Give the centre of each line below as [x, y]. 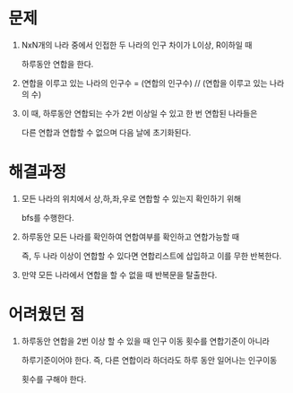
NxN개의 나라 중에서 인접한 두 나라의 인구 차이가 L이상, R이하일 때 [137, 45]
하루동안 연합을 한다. [57, 64]
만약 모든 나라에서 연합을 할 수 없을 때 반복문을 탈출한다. [119, 275]
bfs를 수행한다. [47, 217]
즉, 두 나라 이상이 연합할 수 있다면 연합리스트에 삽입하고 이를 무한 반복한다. [151, 256]
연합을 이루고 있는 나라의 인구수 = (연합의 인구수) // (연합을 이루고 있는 [144, 83]
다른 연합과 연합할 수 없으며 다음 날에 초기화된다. [106, 132]
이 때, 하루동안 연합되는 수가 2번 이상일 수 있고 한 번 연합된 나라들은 [139, 113]
